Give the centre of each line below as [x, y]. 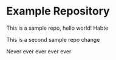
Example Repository [58, 11]
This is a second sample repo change [53, 39]
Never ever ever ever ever [39, 51]
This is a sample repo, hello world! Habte [57, 28]
